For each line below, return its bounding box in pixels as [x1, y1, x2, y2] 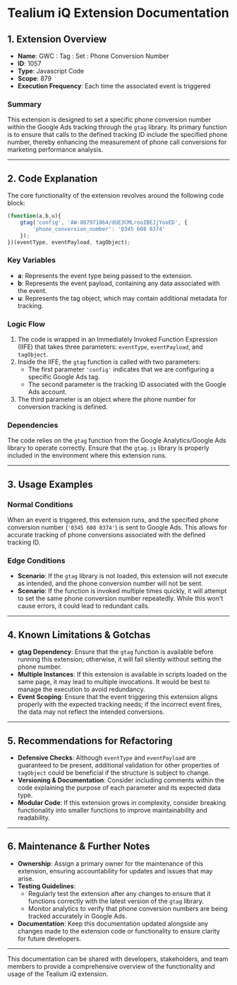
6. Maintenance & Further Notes [7, 840, 150, 852]
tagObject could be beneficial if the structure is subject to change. [17, 768, 210, 777]
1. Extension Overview [7, 33, 107, 45]
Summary [7, 99, 42, 109]
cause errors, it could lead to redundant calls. [17, 602, 150, 610]
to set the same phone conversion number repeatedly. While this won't [17, 595, 224, 603]
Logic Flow [7, 319, 46, 329]
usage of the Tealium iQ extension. [7, 969, 109, 978]
